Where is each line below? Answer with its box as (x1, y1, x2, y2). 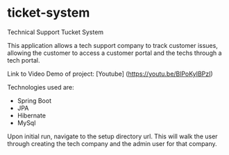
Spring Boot (17, 96, 52, 105)
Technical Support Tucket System (7, 28, 104, 36)
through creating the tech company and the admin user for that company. (7, 139, 217, 147)
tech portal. (7, 56, 40, 64)
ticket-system (7, 5, 90, 21)
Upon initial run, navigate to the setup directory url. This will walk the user (7, 132, 218, 140)
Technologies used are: (7, 83, 74, 91)
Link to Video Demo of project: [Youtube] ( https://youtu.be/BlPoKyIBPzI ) (7, 70, 213, 78)
